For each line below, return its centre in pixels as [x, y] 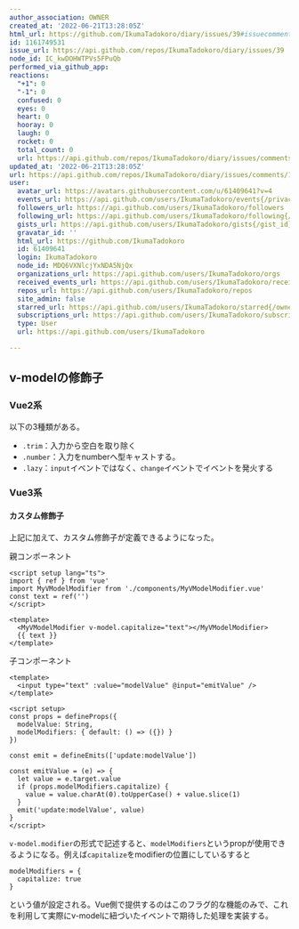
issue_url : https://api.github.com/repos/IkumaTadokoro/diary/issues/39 [147, 51]
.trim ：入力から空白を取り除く [79, 445]
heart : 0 [33, 117]
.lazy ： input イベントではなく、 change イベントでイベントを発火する [148, 467]
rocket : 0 [35, 141]
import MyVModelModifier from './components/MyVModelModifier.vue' [137, 588]
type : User [37, 324]
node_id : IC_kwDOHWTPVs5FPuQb [65, 59]
